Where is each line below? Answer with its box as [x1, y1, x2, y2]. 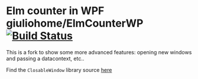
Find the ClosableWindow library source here [6, 66, 112, 73]
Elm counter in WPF [6, 4, 105, 18]
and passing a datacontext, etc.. [6, 55, 85, 62]
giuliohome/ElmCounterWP [6, 17, 144, 30]
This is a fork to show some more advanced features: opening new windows [6, 48, 192, 55]
